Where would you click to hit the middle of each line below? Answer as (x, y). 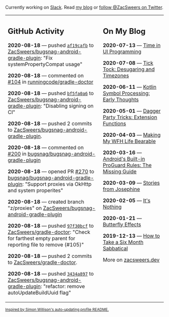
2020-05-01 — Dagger (132, 111)
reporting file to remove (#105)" (46, 244)
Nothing (112, 206)
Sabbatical (115, 248)
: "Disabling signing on (67, 105)
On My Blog (124, 31)
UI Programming (122, 51)
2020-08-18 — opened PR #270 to (51, 171)
